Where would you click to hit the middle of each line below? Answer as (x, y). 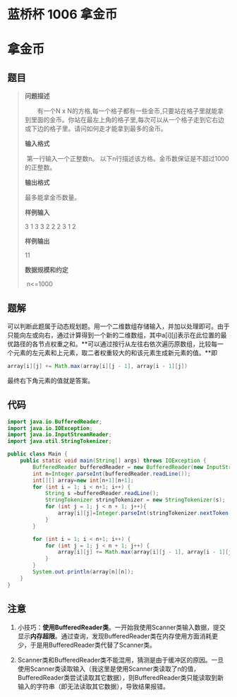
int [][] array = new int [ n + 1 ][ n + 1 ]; (83, 480)
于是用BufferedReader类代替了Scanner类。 (93, 645)
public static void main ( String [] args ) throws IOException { (113, 461)
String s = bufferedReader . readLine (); (102, 494)
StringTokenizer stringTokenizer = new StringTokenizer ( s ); (135, 500)
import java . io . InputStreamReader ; (60, 435)
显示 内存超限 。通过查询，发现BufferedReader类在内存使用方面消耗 (115, 636)
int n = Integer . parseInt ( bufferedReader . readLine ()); (112, 474)
